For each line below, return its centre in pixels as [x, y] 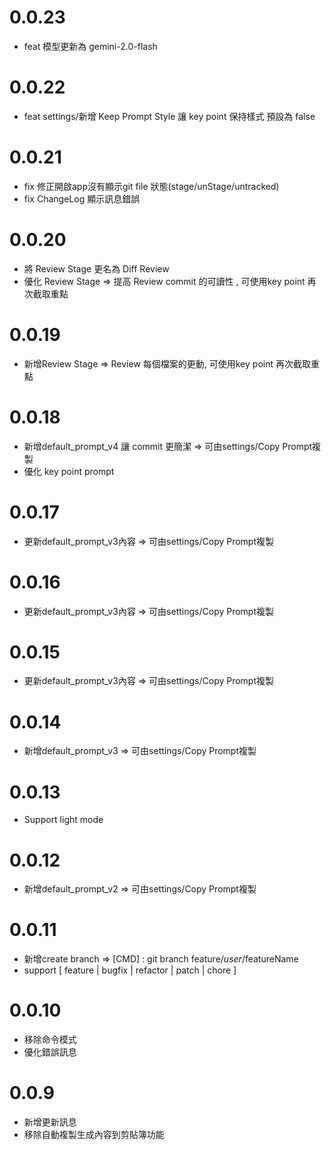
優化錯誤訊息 [50, 1052]
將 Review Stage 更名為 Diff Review [96, 268]
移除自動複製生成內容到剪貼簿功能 [94, 1135]
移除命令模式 [50, 1040]
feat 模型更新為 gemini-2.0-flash [90, 46]
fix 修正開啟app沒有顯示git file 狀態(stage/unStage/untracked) [151, 186]
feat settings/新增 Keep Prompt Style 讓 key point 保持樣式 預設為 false [169, 116]
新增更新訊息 [50, 1122]
